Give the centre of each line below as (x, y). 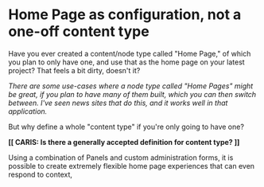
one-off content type (79, 31)
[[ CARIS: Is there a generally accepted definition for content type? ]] (124, 142)
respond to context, (41, 174)
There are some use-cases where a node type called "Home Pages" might (131, 86)
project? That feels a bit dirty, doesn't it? (74, 70)
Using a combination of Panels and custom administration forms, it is (121, 158)
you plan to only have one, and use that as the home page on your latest (126, 62)
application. (28, 111)
